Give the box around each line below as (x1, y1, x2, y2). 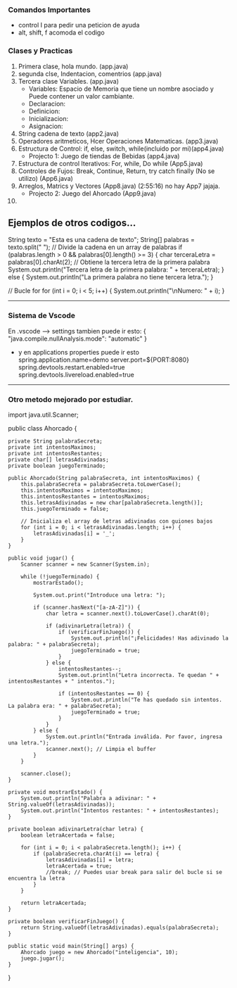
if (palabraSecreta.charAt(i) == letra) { (33, 850, 160, 857)
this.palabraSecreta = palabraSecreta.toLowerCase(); (20, 481, 181, 488)
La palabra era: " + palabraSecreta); (8, 702, 122, 709)
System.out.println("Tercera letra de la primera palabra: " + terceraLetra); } (8, 265, 224, 274)
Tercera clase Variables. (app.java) (18, 77, 119, 85)
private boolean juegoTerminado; (8, 462, 106, 469)
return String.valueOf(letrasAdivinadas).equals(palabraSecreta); (20, 924, 219, 931)
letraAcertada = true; (45, 863, 113, 870)
